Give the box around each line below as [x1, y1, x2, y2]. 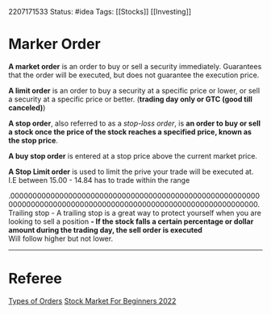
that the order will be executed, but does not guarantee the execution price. [8, 70, 260, 80]
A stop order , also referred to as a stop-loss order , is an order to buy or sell [8, 118, 261, 128]
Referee [8, 270, 63, 288]
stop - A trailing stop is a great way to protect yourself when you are [35, 208, 262, 217]
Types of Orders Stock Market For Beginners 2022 [8, 295, 177, 305]
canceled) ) [8, 102, 46, 112]
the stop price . [8, 135, 59, 145]
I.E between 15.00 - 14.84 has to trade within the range [8, 175, 190, 184]
